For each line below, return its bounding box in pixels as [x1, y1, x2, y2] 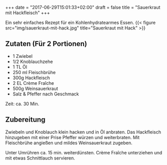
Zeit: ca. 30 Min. [5, 101, 40, 107]
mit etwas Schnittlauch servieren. [5, 155, 75, 161]
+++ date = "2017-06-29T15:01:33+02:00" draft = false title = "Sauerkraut [5, 5, 161, 10]
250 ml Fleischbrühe [12, 69, 56, 75]
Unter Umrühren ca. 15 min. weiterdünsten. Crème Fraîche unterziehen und [5, 149, 162, 155]
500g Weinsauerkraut [12, 85, 58, 91]
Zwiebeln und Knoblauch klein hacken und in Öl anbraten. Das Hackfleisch [5, 129, 161, 135]
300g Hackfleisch [12, 75, 50, 81]
